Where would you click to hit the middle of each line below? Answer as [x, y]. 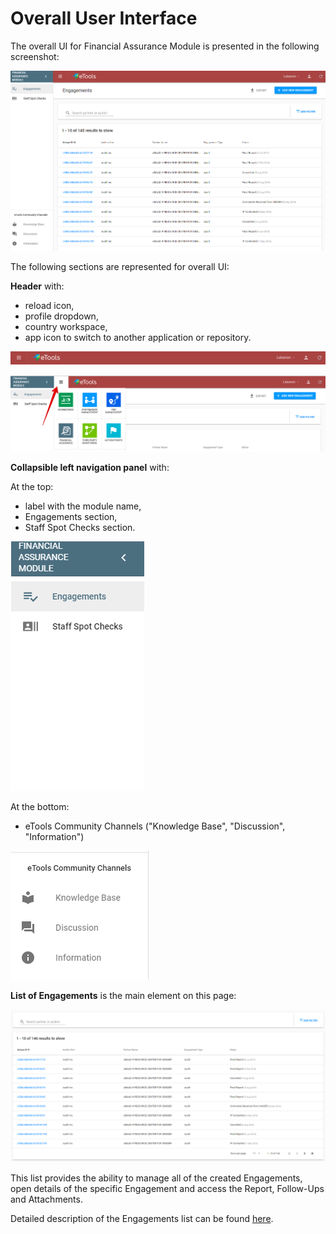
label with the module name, [83, 506]
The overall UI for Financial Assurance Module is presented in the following [165, 46]
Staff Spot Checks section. [80, 528]
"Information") [54, 837]
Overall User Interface [104, 18]
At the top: [32, 487]
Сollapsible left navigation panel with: [90, 468]
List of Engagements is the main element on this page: [123, 996]
